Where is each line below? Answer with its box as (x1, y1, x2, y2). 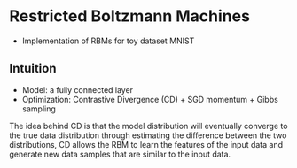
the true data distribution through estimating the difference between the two (9, 130, 287, 141)
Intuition (9, 61, 57, 76)
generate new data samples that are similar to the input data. (9, 149, 231, 159)
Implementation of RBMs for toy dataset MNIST (21, 35, 195, 46)
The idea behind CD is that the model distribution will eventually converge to (9, 120, 288, 131)
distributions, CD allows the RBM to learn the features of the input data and (9, 139, 284, 149)
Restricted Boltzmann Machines (9, 6, 251, 27)
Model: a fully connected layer (21, 84, 134, 95)
